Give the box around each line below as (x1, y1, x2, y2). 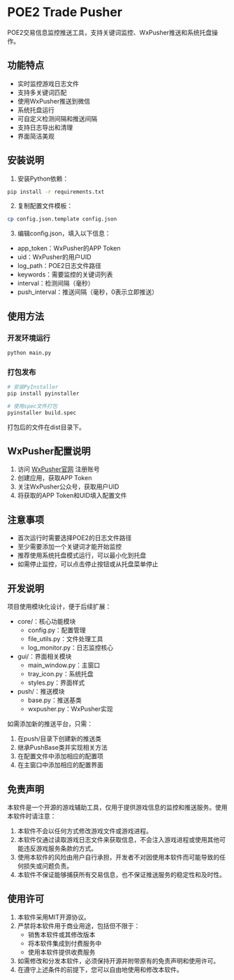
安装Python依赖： (17, 174, 69, 183)
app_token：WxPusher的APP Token (17, 244, 121, 253)
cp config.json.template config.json (7, 216, 117, 223)
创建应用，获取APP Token (17, 474, 92, 482)
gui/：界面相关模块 (17, 652, 72, 661)
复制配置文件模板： (17, 202, 73, 210)
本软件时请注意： (7, 811, 57, 820)
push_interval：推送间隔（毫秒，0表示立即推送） (17, 288, 159, 296)
